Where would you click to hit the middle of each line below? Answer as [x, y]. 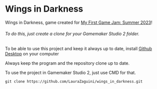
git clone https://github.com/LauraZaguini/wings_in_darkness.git [74, 82]
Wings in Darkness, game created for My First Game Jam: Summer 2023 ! [79, 22]
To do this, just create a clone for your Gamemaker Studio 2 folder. [72, 34]
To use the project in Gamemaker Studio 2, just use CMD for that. [70, 73]
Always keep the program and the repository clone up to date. [67, 63]
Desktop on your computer [32, 54]
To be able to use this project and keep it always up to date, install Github [78, 49]
